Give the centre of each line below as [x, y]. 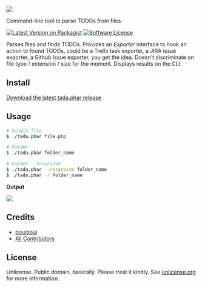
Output [15, 187]
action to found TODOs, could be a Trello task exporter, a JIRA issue [91, 51]
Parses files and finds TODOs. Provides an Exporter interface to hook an [96, 44]
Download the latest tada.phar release [54, 97]
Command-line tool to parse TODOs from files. [64, 21]
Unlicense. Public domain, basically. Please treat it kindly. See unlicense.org [101, 272]
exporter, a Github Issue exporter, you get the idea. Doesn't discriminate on [100, 57]
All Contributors [35, 238]
